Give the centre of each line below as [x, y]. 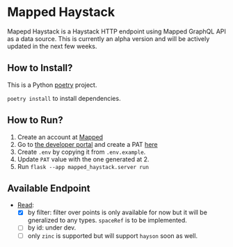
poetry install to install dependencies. [64, 98]
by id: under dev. [52, 228]
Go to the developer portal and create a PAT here [87, 144]
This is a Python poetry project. [52, 85]
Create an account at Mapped [60, 137]
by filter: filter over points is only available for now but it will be [117, 212]
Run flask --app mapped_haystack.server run [83, 166]
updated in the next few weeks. [52, 46]
